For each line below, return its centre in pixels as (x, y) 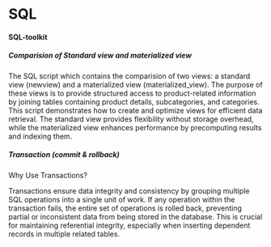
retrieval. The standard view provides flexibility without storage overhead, (131, 119)
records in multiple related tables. (64, 234)
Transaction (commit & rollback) (64, 155)
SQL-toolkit (28, 36)
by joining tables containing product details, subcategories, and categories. (134, 101)
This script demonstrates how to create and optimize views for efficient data (135, 110)
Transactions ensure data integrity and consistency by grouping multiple (129, 190)
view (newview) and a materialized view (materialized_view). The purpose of (135, 84)
